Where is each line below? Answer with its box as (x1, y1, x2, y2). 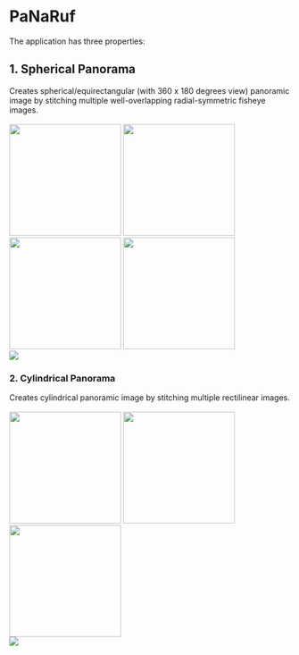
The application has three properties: (9, 36, 145, 46)
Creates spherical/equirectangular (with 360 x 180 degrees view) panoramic (9, 85, 290, 96)
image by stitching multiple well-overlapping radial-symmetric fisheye (9, 95, 266, 105)
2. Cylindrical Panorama (9, 372, 116, 384)
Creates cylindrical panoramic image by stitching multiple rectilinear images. (9, 392, 290, 403)
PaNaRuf (9, 6, 76, 27)
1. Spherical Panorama (9, 62, 137, 77)
